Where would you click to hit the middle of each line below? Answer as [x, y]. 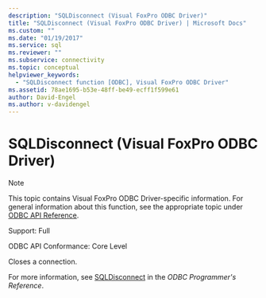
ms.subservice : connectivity [56, 61]
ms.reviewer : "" [35, 53]
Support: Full [29, 231]
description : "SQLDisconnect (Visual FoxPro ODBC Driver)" [108, 16]
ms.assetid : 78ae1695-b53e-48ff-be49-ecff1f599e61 [94, 90]
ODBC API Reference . [44, 215]
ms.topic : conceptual [44, 68]
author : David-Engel [42, 97]
